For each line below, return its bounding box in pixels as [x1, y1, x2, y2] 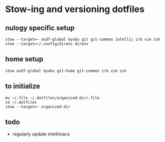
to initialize [5, 82, 40, 91]
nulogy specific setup [5, 24, 75, 32]
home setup [5, 55, 44, 63]
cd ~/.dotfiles [5, 100, 37, 105]
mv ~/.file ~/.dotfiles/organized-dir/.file [5, 95, 100, 100]
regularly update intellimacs [12, 131, 70, 137]
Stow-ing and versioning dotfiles [5, 4, 144, 15]
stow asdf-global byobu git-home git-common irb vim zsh [5, 68, 127, 74]
